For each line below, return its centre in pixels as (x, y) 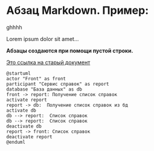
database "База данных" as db (44, 89)
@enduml (16, 142)
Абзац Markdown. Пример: (78, 11)
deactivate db (24, 126)
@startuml (19, 73)
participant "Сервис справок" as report (58, 84)
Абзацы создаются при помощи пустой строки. (70, 50)
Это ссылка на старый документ (48, 62)
